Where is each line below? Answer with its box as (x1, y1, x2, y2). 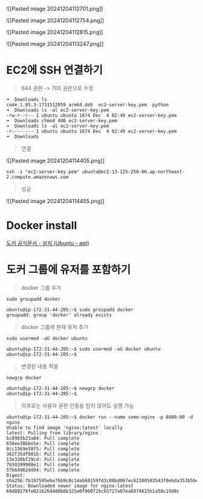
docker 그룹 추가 (21, 284, 62, 291)
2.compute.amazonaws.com (6, 174, 69, 180)
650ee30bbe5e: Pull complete (6, 440, 80, 446)
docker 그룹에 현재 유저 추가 (21, 323, 89, 330)
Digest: (6, 472, 26, 478)
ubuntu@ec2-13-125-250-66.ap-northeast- (82, 169, 185, 175)
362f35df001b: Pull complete (6, 451, 80, 457)
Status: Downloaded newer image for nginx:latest (6, 483, 134, 489)
